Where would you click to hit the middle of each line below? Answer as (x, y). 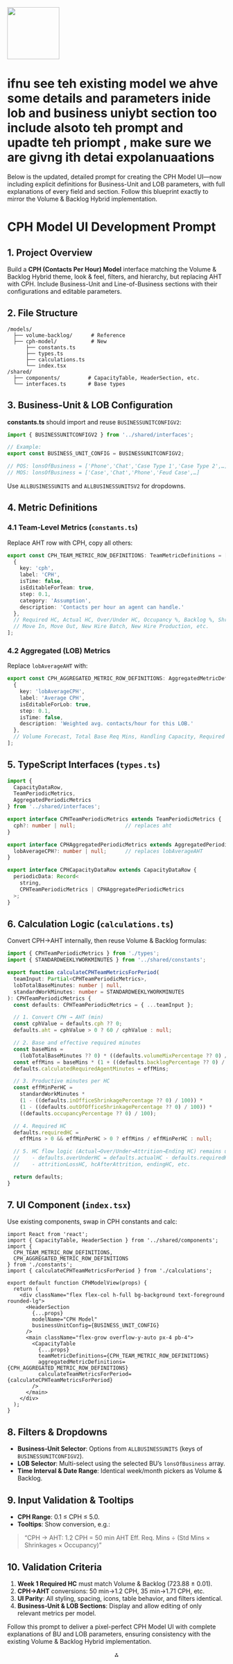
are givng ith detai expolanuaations (111, 157)
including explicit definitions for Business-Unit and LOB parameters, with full (116, 184)
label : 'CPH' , (40, 575)
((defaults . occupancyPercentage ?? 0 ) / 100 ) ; (88, 1113)
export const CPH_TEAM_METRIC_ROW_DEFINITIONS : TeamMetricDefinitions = (114, 555)
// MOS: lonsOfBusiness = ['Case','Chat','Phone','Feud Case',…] (103, 473)
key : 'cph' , (37, 568)
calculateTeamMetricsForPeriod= (85, 1374)
